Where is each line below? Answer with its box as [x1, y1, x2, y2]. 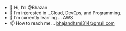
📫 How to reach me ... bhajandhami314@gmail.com [9, 20, 115, 26]
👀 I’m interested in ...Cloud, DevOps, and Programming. [9, 10, 122, 15]
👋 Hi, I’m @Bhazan [9, 5, 48, 10]
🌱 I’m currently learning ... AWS [9, 15, 73, 20]
